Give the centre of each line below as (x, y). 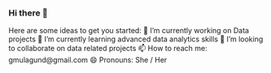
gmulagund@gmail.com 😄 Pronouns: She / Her (88, 60)
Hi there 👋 (28, 13)
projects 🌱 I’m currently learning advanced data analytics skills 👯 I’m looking (136, 39)
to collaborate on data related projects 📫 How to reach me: (108, 49)
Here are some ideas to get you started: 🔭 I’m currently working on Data (129, 31)
